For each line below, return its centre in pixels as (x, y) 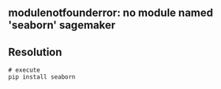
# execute (24, 70)
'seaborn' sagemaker (62, 26)
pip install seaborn (42, 77)
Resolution (35, 52)
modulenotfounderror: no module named (110, 13)
